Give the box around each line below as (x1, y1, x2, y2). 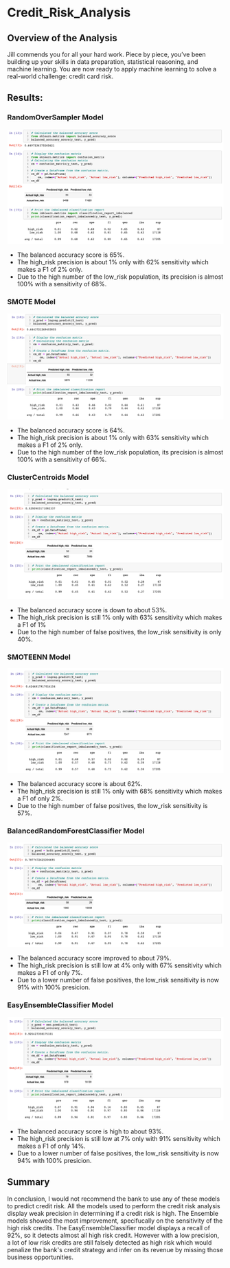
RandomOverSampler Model (7, 113, 104, 122)
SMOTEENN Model (7, 652, 71, 662)
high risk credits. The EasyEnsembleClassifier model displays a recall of (7, 1223, 211, 1232)
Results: (7, 92, 43, 104)
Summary (7, 1176, 50, 1188)
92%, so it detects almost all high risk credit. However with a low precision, (7, 1231, 220, 1239)
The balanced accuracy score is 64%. (16, 426, 125, 435)
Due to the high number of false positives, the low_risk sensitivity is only (16, 627, 222, 636)
